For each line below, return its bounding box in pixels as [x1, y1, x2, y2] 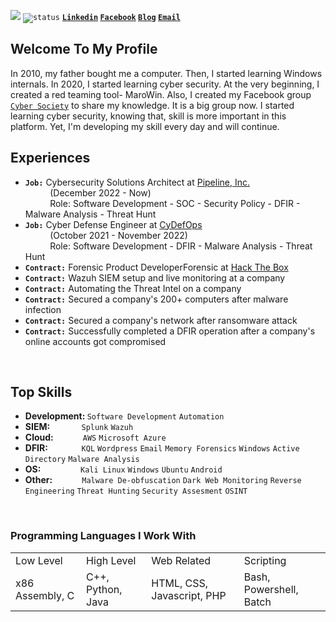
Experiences [10, 150, 91, 167]
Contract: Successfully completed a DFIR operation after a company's [24, 325, 316, 337]
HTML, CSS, [151, 576, 209, 590]
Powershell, [243, 582, 299, 596]
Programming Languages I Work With [10, 529, 197, 543]
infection [24, 303, 62, 315]
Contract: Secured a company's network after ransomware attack [24, 314, 298, 326]
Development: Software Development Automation [24, 410, 225, 422]
